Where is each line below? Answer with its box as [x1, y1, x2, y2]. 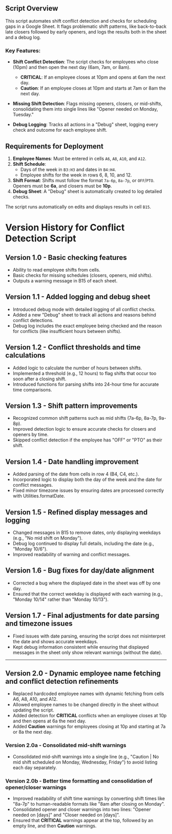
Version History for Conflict [5, 222, 125, 234]
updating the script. [12, 707, 55, 713]
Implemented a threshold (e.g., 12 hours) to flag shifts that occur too [12, 370, 157, 376]
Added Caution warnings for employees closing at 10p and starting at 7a [12, 723, 166, 730]
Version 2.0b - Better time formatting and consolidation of [5, 777, 153, 784]
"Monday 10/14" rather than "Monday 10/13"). [12, 596, 109, 602]
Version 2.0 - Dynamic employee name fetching [5, 669, 161, 678]
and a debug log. [5, 34, 41, 40]
